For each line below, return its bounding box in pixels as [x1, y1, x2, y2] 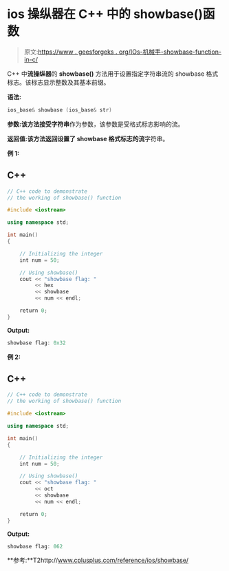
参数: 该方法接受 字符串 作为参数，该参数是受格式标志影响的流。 [7, 120, 184, 128]
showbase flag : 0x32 [7, 339, 67, 346]
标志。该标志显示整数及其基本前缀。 [7, 78, 110, 86]
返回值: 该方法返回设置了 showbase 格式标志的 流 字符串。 [7, 134, 169, 143]
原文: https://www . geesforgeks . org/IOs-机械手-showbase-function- [23, 48, 222, 56]
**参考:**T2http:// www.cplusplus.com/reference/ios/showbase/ [7, 556, 189, 565]
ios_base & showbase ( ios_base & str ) [7, 106, 112, 114]
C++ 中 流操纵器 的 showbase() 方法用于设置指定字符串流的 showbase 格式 [7, 70, 219, 78]
